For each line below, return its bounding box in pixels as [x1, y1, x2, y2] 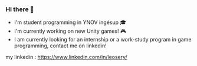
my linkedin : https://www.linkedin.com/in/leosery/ [5, 54, 127, 61]
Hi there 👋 [5, 5, 35, 13]
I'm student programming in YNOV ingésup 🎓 [14, 19, 127, 26]
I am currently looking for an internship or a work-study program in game [14, 36, 192, 43]
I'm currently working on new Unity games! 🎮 [14, 27, 126, 34]
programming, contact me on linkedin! [14, 42, 107, 49]
